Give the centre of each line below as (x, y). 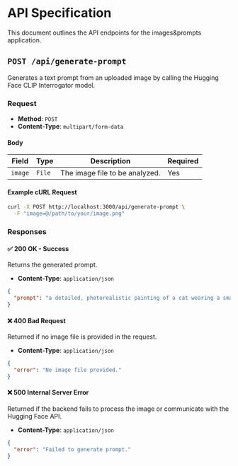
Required (183, 161)
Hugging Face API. (35, 416)
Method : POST (38, 119)
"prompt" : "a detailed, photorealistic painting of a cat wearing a (117, 298)
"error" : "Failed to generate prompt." (73, 449)
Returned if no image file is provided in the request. (82, 337)
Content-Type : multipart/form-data (70, 127)
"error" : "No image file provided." (68, 370)
